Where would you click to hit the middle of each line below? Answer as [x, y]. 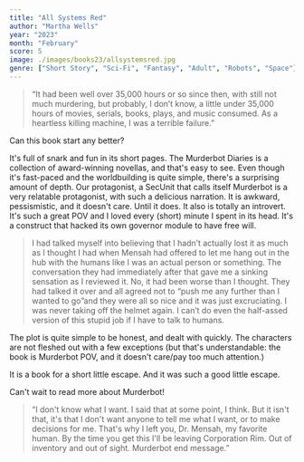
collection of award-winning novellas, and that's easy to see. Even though [147, 168]
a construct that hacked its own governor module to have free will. [133, 225]
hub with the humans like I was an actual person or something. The [157, 262]
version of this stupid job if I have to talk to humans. [128, 320]
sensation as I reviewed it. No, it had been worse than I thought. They [161, 281]
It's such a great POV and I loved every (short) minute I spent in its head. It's [152, 216]
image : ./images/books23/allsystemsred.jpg [93, 60]
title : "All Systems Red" [58, 18]
